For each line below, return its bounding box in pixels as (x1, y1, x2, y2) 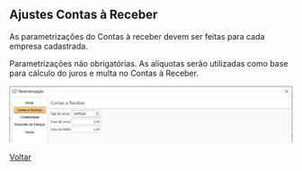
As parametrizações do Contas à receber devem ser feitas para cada (9, 31, 265, 41)
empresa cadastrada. (9, 40, 88, 51)
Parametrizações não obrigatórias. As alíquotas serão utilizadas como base (9, 58, 289, 68)
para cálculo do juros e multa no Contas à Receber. (9, 67, 200, 78)
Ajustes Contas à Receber (9, 7, 158, 22)
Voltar (9, 151, 31, 162)
